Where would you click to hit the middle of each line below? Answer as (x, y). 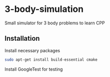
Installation (22, 38)
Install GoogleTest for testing (34, 69)
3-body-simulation (44, 9)
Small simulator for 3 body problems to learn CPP (55, 23)
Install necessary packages (32, 50)
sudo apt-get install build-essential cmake (51, 60)
